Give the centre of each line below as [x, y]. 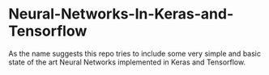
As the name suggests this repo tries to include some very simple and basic [135, 53]
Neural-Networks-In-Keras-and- [121, 14]
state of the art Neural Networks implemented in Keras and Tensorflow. [127, 62]
